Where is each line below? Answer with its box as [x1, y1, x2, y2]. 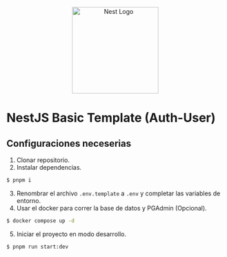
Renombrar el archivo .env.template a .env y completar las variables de [16, 189, 221, 197]
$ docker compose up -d [6, 217, 75, 224]
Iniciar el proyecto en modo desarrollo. [16, 229, 127, 238]
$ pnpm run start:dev [6, 243, 69, 250]
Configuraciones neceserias [6, 137, 132, 149]
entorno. [16, 196, 41, 204]
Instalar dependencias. [16, 163, 82, 171]
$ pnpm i [6, 177, 32, 184]
